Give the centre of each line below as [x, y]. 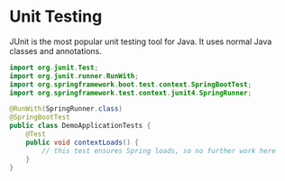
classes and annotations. [55, 50]
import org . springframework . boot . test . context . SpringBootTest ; [131, 84]
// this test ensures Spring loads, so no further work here [159, 150]
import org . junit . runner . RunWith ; [74, 76]
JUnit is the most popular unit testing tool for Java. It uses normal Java [141, 41]
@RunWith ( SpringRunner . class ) [66, 109]
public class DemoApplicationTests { [80, 126]
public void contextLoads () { [83, 142]
